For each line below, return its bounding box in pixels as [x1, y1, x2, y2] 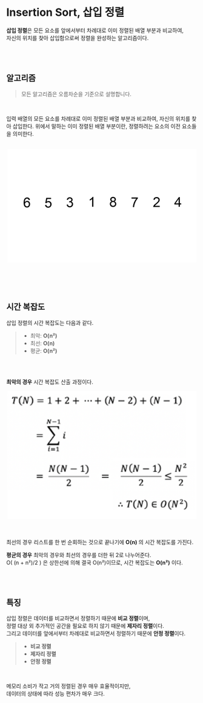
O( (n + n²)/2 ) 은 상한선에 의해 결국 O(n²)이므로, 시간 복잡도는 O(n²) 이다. [6, 559, 183, 566]
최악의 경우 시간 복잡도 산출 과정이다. [6, 378, 94, 385]
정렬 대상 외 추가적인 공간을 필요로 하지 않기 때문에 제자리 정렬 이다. [6, 622, 165, 630]
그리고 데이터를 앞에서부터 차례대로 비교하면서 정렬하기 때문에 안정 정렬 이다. [6, 630, 186, 637]
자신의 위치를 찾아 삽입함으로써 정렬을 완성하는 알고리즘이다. [6, 34, 149, 41]
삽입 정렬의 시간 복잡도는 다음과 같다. [6, 319, 94, 326]
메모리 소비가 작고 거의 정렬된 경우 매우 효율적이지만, [6, 682, 131, 690]
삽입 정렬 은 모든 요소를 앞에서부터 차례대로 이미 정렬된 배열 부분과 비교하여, [6, 27, 184, 34]
